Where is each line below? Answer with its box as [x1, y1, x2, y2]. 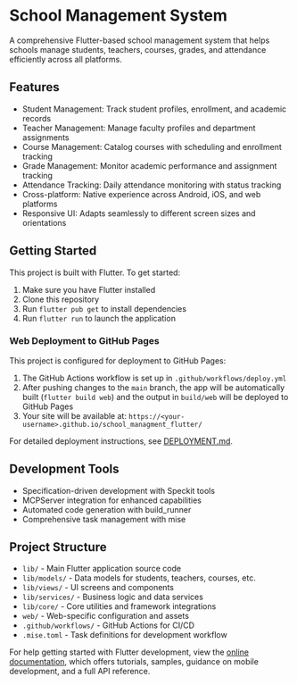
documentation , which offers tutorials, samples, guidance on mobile [9, 656, 259, 667]
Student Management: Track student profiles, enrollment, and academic [21, 104, 287, 114]
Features [9, 79, 60, 95]
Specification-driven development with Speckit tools [21, 485, 216, 496]
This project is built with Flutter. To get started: [9, 267, 181, 278]
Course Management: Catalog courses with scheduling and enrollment [21, 141, 283, 152]
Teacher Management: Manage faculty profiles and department [21, 122, 256, 133]
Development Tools [9, 462, 120, 477]
